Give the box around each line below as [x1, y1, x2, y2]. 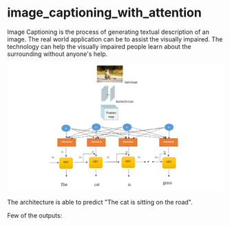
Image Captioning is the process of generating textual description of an [7, 28, 210, 36]
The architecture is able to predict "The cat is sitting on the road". [7, 198, 193, 206]
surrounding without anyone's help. [7, 50, 108, 58]
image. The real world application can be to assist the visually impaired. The [7, 35, 223, 43]
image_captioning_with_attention [7, 5, 202, 21]
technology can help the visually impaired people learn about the [7, 42, 191, 50]
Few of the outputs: [7, 211, 63, 219]
